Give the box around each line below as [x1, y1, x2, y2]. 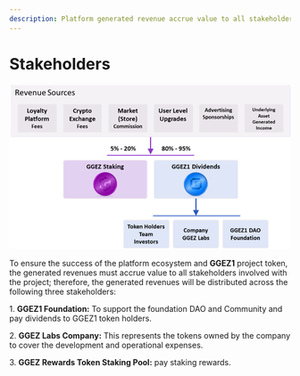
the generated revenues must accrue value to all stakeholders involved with [9, 267, 287, 278]
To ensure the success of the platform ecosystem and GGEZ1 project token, [9, 258, 288, 269]
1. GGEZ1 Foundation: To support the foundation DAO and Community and [9, 304, 283, 315]
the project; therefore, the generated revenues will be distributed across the [9, 277, 288, 288]
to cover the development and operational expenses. [9, 339, 204, 351]
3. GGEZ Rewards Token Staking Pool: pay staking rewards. [9, 357, 232, 368]
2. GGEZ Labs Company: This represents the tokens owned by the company [9, 331, 291, 341]
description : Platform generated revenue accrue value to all [9, 14, 246, 23]
